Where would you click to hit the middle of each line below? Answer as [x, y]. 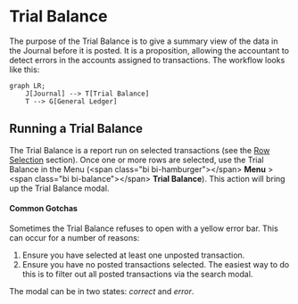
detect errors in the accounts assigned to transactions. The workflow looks [147, 60]
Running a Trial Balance [76, 129]
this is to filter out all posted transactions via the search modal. [137, 274]
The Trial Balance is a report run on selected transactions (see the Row [140, 150]
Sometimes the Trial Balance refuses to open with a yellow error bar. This [144, 228]
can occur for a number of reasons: [74, 237]
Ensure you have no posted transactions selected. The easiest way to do [156, 264]
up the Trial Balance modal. [59, 188]
